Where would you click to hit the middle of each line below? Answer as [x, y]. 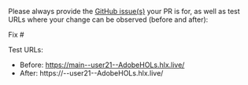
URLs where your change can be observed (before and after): [108, 19]
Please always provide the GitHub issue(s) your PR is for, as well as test [124, 11]
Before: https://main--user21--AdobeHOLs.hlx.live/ [102, 65]
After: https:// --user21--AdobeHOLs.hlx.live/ [91, 73]
